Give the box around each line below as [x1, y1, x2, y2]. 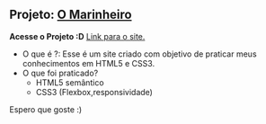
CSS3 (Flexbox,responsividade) [35, 86, 153, 97]
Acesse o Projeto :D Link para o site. [9, 31, 146, 41]
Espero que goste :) [9, 103, 83, 115]
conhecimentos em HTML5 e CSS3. [22, 58, 155, 68]
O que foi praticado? [22, 67, 99, 78]
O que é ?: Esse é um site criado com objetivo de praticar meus [22, 49, 258, 59]
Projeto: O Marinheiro [9, 7, 132, 22]
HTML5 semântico [35, 76, 105, 88]
